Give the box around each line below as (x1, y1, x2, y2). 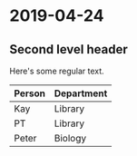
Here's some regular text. (9, 65, 104, 76)
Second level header (9, 42, 129, 57)
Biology (54, 132, 87, 144)
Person (14, 87, 46, 100)
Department (54, 87, 108, 100)
